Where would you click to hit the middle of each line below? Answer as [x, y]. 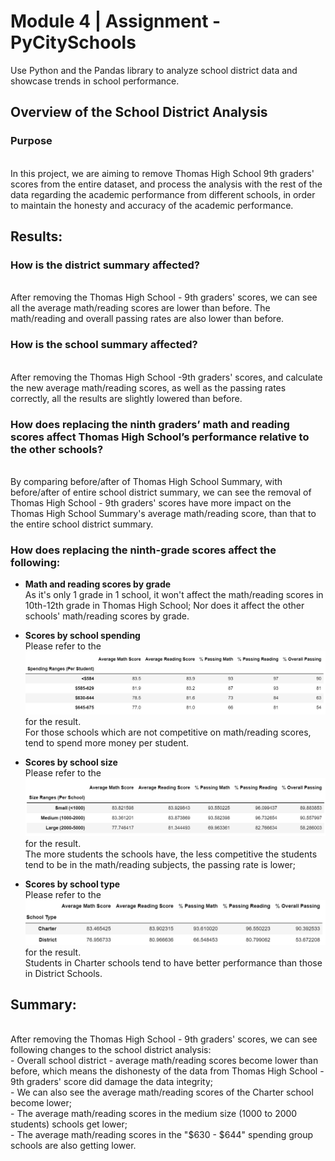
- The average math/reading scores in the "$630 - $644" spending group [162, 1135]
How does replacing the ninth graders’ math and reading [150, 424]
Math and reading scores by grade [98, 584]
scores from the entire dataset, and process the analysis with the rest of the [166, 184]
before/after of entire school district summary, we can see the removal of [161, 492]
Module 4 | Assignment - [116, 21]
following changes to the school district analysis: [111, 1050]
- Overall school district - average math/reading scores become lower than [164, 1061]
